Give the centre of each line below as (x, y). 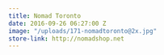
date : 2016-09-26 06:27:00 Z (57, 23)
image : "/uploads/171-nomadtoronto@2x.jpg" (83, 31)
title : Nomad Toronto (45, 16)
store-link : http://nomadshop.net (67, 38)
